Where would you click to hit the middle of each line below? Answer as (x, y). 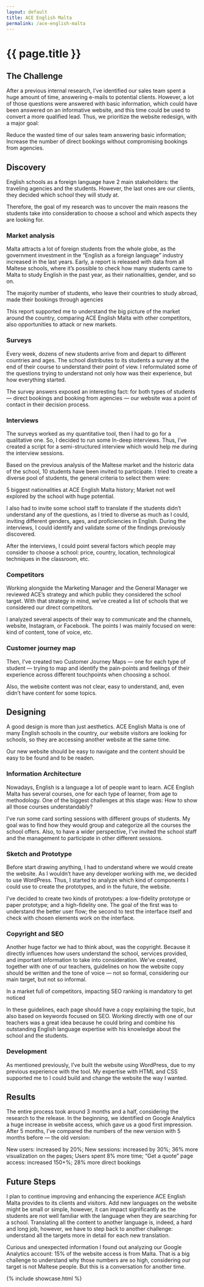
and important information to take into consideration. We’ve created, (92, 960)
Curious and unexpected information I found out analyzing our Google (94, 1247)
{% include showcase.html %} (44, 1278)
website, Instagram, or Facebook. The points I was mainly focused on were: (101, 626)
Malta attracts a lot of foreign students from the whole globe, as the (91, 249)
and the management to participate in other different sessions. (85, 838)
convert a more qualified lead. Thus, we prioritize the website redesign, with (102, 117)
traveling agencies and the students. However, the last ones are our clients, (101, 189)
